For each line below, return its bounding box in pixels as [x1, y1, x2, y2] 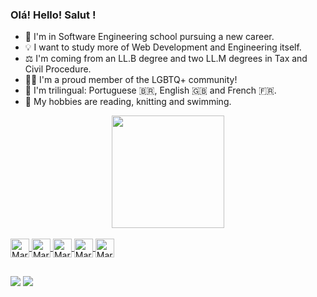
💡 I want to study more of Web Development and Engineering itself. [24, 41, 302, 53]
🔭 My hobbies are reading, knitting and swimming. [24, 96, 232, 108]
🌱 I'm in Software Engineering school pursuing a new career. [24, 31, 275, 43]
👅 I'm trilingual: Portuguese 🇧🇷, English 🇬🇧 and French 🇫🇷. [24, 84, 277, 97]
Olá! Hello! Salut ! [10, 8, 97, 22]
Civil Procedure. [24, 63, 92, 75]
